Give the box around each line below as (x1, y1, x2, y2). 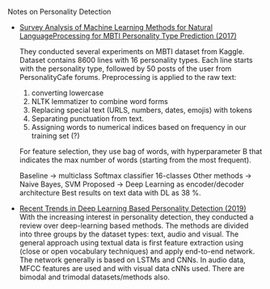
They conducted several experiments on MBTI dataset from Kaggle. (19, 47, 245, 56)
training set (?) (31, 131, 80, 140)
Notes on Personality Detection (7, 7, 112, 16)
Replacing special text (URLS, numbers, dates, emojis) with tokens (31, 105, 252, 115)
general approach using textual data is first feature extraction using (19, 238, 244, 247)
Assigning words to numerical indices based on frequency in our (31, 123, 247, 132)
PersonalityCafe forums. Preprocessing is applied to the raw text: (19, 73, 237, 82)
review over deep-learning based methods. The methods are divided (19, 221, 249, 230)
